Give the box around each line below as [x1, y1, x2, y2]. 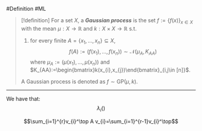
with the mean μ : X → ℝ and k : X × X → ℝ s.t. [20, 25, 137, 32]
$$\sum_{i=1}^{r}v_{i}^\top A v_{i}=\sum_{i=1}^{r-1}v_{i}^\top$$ [23, 117, 179, 125]
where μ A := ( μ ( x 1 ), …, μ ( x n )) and [29, 58, 110, 67]
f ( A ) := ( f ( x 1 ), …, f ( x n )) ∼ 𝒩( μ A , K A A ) [69, 47, 158, 56]
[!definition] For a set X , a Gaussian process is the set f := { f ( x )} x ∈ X [20, 17, 194, 25]
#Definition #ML [6, 5, 46, 12]
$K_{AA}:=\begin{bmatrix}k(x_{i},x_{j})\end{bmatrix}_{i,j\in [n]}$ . [29, 66, 191, 74]
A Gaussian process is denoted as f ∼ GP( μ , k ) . [20, 78, 138, 85]
